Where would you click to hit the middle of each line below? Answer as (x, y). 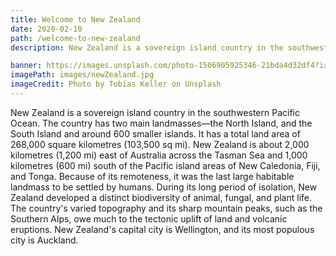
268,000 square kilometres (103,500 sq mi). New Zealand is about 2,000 (160, 144)
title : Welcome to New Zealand (75, 19)
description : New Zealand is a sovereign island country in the (147, 47)
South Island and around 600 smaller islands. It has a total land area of (155, 133)
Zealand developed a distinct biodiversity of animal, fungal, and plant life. (161, 197)
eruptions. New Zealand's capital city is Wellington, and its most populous (162, 229)
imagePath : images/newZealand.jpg (82, 75)
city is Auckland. (44, 240)
